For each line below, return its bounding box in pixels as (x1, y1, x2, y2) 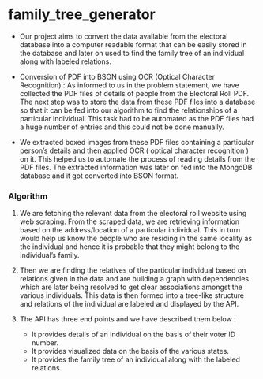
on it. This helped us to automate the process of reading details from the (19, 154, 255, 163)
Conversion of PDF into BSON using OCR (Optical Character (19, 72, 216, 81)
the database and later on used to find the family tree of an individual (19, 48, 245, 58)
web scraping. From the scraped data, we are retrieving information (19, 217, 240, 226)
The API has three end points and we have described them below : (19, 314, 237, 324)
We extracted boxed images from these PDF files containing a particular (19, 137, 254, 147)
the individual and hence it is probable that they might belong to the (19, 242, 240, 251)
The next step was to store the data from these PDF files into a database (19, 97, 256, 106)
